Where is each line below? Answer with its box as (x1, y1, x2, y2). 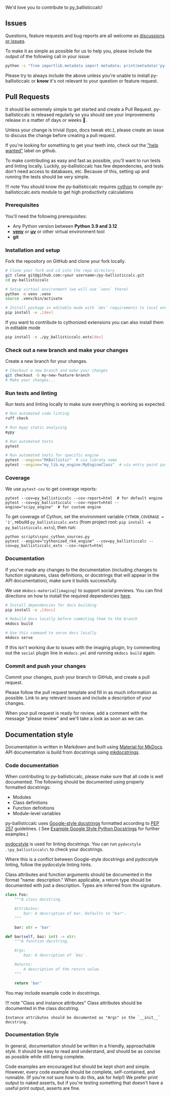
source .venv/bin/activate (5, 296, 63, 301)
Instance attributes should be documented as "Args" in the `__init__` (5, 1015, 160, 1020)
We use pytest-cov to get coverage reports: (5, 486, 97, 492)
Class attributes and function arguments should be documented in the (5, 871, 152, 878)
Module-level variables (12, 810, 61, 817)
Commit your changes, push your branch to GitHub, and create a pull (5, 674, 150, 680)
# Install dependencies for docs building (5, 602, 97, 608)
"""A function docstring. (14, 939, 70, 944)
